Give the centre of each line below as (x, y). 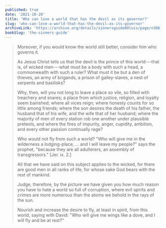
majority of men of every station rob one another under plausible (83, 119)
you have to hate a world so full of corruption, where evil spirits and (86, 190)
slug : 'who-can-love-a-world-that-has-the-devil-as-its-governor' (75, 24)
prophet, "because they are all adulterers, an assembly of (76, 149)
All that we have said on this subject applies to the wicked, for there (86, 164)
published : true (22, 10)
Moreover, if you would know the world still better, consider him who (87, 47)
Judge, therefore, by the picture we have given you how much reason (88, 184)
